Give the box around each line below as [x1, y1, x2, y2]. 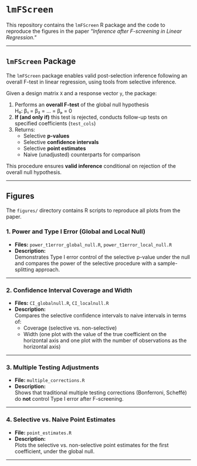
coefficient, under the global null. [14, 448, 95, 455]
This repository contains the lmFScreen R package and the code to [6, 21, 165, 28]
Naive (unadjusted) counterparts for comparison [23, 151, 141, 158]
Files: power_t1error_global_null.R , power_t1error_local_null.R [14, 241, 172, 248]
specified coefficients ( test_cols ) [14, 119, 96, 127]
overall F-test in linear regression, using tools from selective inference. [6, 78, 177, 85]
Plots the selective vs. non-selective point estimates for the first [14, 441, 169, 448]
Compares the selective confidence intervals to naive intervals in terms [14, 312, 186, 319]
